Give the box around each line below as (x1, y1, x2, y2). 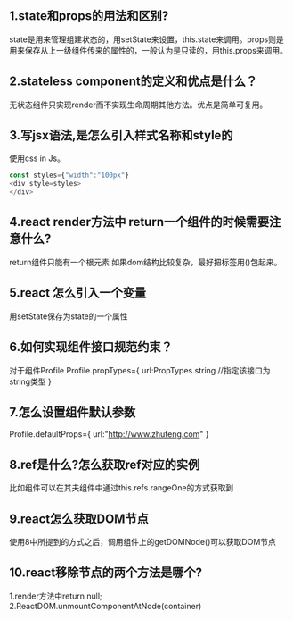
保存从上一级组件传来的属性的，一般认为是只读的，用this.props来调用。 (24, 45, 288, 55)
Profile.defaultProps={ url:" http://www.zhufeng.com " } (9, 429, 209, 440)
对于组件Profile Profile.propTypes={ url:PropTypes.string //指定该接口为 (9, 364, 271, 375)
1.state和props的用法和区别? (9, 8, 169, 24)
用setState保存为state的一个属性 (9, 311, 128, 322)
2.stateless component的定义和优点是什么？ (9, 74, 258, 89)
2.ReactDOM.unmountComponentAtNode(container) (9, 600, 202, 611)
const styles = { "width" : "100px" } (9, 171, 129, 180)
